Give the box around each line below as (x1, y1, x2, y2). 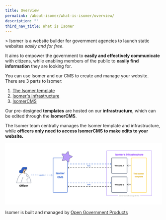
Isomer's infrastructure (12, 93, 60, 99)
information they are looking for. (5, 63, 72, 69)
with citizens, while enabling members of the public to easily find (5, 58, 139, 64)
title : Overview (5, 8, 39, 13)
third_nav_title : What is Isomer (5, 24, 75, 29)
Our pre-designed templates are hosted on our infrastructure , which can (5, 108, 156, 114)
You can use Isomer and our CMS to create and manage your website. (5, 73, 149, 79)
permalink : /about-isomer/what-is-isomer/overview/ (5, 13, 114, 18)
